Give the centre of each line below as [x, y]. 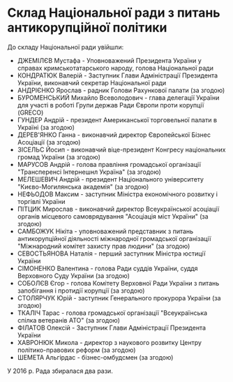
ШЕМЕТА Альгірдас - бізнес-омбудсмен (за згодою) [95, 357]
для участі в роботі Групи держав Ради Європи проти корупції [111, 105]
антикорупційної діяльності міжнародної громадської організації [114, 238]
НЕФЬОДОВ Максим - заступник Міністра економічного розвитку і [118, 194]
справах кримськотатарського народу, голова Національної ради [115, 68]
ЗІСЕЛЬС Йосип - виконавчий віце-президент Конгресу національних [121, 149]
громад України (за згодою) [59, 157]
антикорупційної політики [87, 28]
